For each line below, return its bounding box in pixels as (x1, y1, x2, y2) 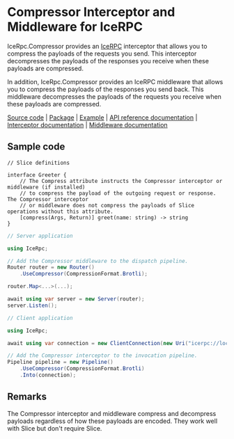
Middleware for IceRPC (7, 19, 143, 35)
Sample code (7, 141, 65, 153)
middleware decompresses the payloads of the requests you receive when (7, 92, 221, 101)
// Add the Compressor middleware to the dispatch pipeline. (7, 257, 189, 264)
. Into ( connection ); (19, 372, 77, 378)
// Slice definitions (7, 159, 70, 166)
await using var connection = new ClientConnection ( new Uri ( (7, 340, 189, 346)
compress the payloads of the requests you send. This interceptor (7, 49, 197, 58)
